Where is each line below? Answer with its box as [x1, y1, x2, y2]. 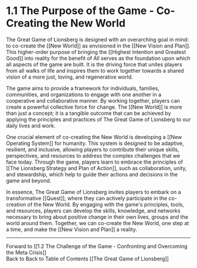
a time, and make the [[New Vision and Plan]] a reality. [6, 226, 138, 233]
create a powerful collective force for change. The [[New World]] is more [6, 103, 182, 110]
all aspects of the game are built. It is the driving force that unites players [6, 60, 183, 68]
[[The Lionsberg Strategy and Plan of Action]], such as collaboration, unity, [6, 164, 187, 171]
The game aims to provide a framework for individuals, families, [6, 84, 160, 91]
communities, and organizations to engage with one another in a [6, 91, 162, 98]
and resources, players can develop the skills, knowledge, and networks [6, 207, 181, 214]
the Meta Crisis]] [6, 249, 47, 256]
